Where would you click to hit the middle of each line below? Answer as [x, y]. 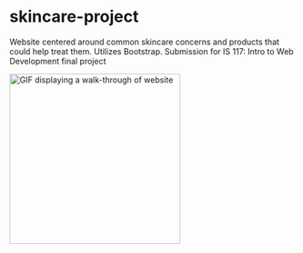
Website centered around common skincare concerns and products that [145, 42]
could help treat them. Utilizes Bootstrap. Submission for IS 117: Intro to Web [151, 51]
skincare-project [74, 17]
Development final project [58, 61]
